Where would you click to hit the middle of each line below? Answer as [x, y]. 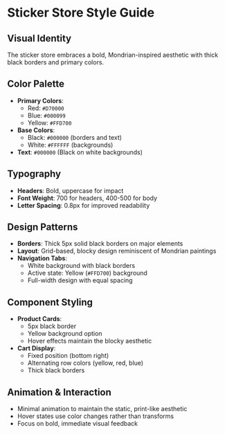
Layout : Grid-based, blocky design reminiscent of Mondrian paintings [117, 251]
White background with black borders [81, 266]
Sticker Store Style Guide [81, 13]
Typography [34, 174]
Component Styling [50, 302]
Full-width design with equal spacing [80, 280]
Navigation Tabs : [42, 258]
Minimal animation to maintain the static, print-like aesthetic [102, 409]
